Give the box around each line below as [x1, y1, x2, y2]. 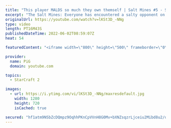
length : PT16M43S [5, 26, 42, 31]
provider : [5, 54, 26, 59]
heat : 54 [5, 36, 24, 41]
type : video [5, 21, 31, 27]
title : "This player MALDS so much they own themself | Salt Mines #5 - [5, 7, 163, 13]
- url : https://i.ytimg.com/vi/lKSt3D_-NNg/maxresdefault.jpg [10, 91, 145, 97]
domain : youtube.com [10, 63, 53, 69]
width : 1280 [14, 96, 40, 101]
